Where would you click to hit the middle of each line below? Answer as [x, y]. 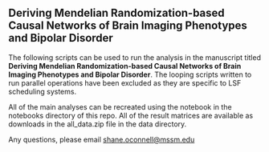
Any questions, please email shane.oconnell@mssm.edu [102, 139]
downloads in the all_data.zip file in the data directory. [98, 124]
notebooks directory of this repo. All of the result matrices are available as [131, 115]
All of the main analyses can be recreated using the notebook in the [120, 106]
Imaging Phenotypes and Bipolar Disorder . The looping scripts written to [130, 74]
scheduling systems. [43, 91]
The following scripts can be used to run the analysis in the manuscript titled [134, 57]
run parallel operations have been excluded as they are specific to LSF [125, 82]
